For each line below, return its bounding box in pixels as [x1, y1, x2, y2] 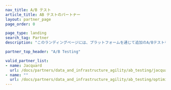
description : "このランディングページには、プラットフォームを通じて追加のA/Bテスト [5, 40, 165, 46]
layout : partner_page [5, 17, 51, 22]
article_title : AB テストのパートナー [5, 12, 80, 17]
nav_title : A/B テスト [5, 7, 51, 13]
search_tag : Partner [5, 35, 49, 40]
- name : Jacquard [5, 63, 42, 68]
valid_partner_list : [5, 58, 49, 63]
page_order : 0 [5, 21, 36, 27]
